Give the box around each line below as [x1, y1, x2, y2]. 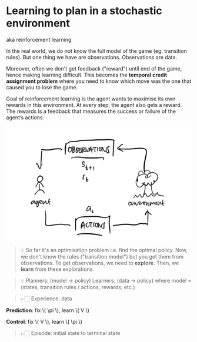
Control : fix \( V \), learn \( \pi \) [6, 318, 82, 326]
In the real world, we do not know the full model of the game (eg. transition [6, 47, 187, 54]
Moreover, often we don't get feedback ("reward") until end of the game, [6, 65, 182, 72]
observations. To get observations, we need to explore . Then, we [20, 260, 179, 267]
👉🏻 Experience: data [20, 295, 72, 302]
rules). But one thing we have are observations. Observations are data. [6, 53, 178, 61]
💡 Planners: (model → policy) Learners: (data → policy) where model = [20, 277, 192, 284]
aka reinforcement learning [6, 36, 72, 43]
